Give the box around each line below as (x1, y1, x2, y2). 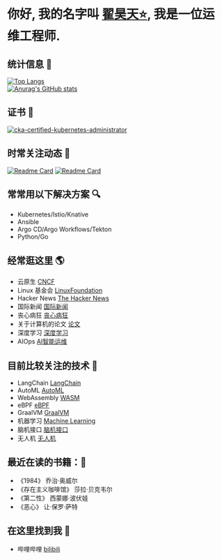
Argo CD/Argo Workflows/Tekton (17, 225, 112, 234)
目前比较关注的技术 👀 (7, 360, 98, 371)
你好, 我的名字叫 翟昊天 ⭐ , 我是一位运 (7, 6, 215, 22)
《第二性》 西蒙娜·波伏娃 (17, 494, 88, 502)
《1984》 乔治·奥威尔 (17, 476, 78, 485)
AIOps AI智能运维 (17, 337, 68, 346)
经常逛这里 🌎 (7, 254, 65, 266)
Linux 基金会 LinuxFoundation (17, 286, 103, 295)
